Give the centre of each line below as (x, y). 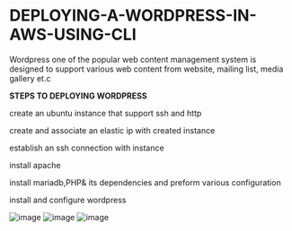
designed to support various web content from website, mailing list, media (146, 69)
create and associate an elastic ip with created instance (112, 130)
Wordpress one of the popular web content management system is (133, 59)
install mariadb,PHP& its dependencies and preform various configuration (145, 182)
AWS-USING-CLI (73, 34)
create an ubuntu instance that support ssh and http (106, 113)
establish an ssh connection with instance (87, 148)
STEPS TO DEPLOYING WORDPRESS (78, 96)
